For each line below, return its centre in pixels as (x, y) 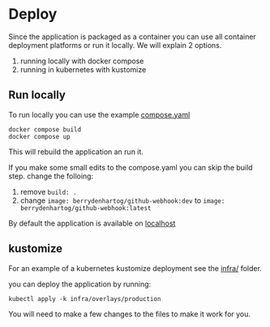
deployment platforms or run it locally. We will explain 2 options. (115, 45)
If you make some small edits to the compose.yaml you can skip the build (131, 167)
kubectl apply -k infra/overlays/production (85, 299)
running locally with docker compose (82, 61)
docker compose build (45, 129)
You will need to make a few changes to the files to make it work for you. (130, 314)
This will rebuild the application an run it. (76, 152)
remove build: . (48, 191)
